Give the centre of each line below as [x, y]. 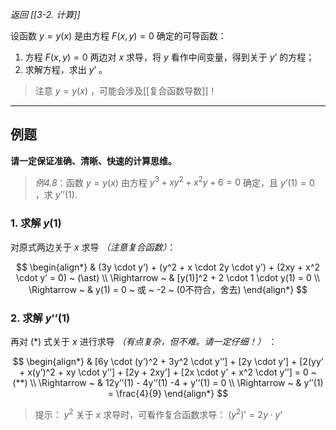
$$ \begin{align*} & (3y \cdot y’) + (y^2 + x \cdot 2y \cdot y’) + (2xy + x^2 [168, 267]
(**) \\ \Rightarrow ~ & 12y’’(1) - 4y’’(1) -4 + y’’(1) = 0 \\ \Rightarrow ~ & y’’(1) [168, 383]
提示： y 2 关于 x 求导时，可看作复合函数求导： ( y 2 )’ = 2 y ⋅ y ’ [158, 413]
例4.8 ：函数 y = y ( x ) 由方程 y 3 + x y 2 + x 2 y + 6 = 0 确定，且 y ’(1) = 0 [174, 181]
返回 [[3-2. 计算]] [45, 14]
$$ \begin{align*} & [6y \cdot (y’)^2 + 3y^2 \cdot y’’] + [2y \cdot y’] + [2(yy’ [168, 362]
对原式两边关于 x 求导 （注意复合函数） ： [93, 247]
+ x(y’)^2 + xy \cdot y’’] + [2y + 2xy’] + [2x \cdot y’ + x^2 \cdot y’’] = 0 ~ [168, 372]
